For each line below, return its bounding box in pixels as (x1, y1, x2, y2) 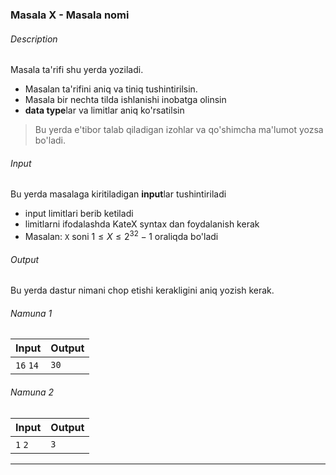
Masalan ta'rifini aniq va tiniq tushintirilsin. (24, 83, 198, 95)
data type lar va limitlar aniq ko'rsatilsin (24, 104, 185, 117)
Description (10, 33, 58, 45)
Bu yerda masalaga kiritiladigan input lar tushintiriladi (10, 188, 227, 200)
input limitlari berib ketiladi (24, 208, 134, 220)
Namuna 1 (10, 307, 53, 319)
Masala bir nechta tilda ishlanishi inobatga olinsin (24, 94, 227, 106)
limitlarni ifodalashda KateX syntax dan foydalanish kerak (24, 218, 260, 230)
